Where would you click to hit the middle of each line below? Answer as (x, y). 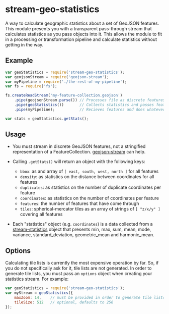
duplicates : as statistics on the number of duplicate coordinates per (91, 187)
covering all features (41, 214)
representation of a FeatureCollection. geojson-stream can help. (79, 152)
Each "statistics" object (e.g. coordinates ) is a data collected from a (82, 224)
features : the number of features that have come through (79, 203)
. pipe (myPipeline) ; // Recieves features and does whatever (90, 110)
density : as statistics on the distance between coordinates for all (87, 177)
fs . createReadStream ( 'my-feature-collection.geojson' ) (64, 95)
